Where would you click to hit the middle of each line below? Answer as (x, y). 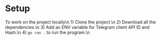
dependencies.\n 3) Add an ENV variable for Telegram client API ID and (77, 27)
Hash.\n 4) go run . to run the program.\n (48, 32)
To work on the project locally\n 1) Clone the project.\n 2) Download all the (80, 22)
